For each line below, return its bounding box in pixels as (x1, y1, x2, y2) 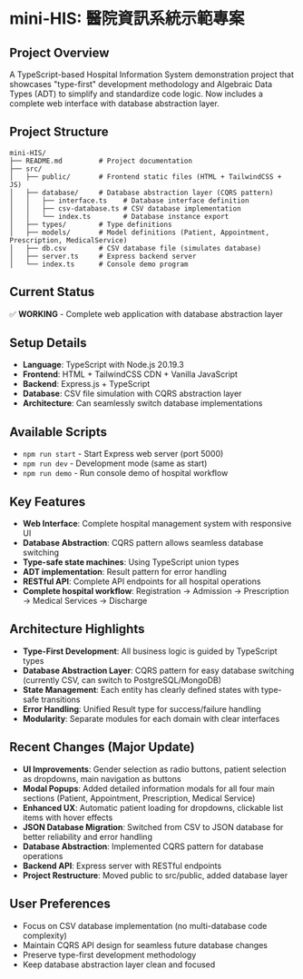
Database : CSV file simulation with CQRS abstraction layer (22, 388, 242, 400)
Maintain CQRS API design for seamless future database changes (22, 939, 269, 950)
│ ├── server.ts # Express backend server (9, 252, 197, 261)
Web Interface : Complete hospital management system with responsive (22, 519, 292, 529)
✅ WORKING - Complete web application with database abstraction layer (9, 308, 284, 319)
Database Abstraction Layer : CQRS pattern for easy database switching (22, 665, 295, 676)
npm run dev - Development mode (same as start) (22, 458, 208, 469)
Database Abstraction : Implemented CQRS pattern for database (22, 841, 264, 852)
